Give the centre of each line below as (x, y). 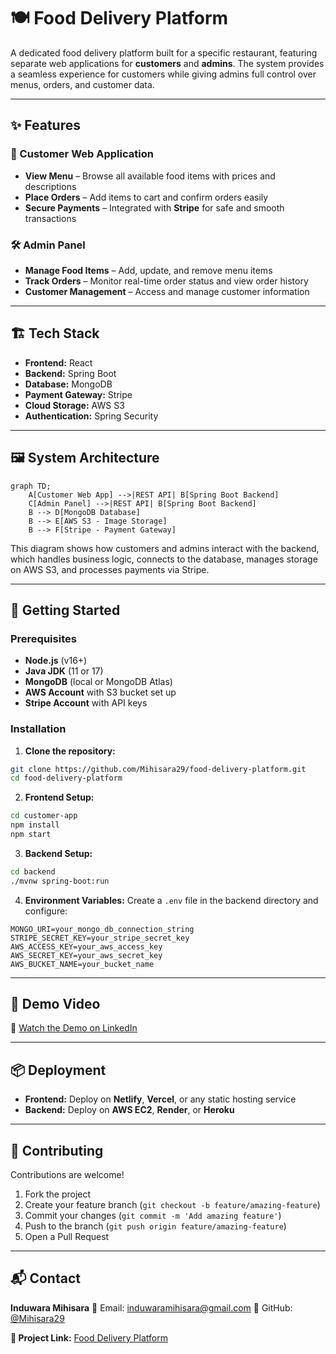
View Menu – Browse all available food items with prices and (150, 176)
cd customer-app (44, 816)
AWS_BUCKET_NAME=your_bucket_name (82, 964)
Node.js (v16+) (56, 661)
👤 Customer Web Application (82, 154)
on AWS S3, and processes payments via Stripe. (110, 569)
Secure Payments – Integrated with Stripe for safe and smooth (154, 207)
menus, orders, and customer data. (82, 84)
